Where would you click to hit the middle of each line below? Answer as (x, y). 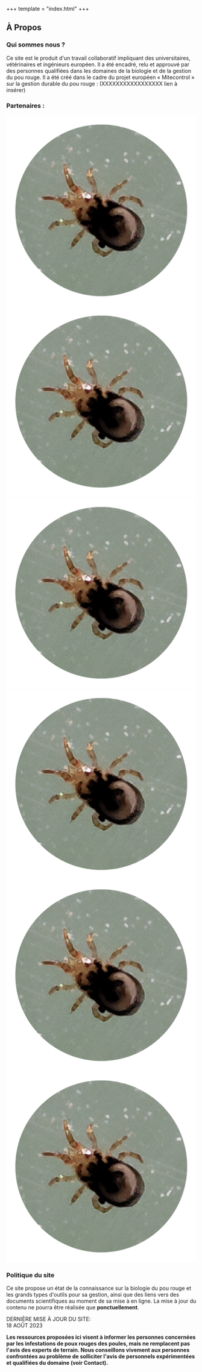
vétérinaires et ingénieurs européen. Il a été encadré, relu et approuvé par (98, 64)
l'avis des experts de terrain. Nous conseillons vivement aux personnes (98, 1350)
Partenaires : (26, 105)
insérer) (16, 90)
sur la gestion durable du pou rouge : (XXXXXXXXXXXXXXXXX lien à (92, 83)
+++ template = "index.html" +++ (48, 9)
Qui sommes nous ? (36, 45)
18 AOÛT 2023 (25, 1326)
